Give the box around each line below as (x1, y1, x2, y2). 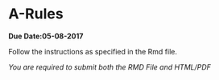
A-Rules (8, 5, 64, 23)
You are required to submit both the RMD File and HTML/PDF (8, 62, 212, 72)
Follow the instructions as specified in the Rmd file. (8, 46, 177, 56)
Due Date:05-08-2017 (8, 31, 84, 41)
